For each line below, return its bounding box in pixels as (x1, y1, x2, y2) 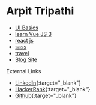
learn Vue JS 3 (14, 30, 52, 37)
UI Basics (14, 24, 39, 31)
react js (14, 37, 34, 44)
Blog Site (14, 56, 38, 63)
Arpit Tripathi (6, 4, 74, 18)
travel (14, 49, 29, 56)
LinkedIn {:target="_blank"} (14, 79, 82, 86)
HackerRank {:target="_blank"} (14, 85, 91, 92)
